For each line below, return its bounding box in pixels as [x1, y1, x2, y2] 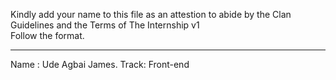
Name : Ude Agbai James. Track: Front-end [10, 59, 190, 70]
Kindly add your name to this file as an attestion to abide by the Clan [10, 9, 292, 20]
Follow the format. [10, 30, 85, 41]
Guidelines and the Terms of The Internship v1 [10, 19, 200, 31]
